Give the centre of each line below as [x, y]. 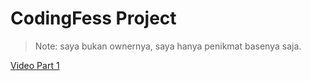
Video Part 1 [35, 65]
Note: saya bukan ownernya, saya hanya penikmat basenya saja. [168, 46]
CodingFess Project [93, 18]
